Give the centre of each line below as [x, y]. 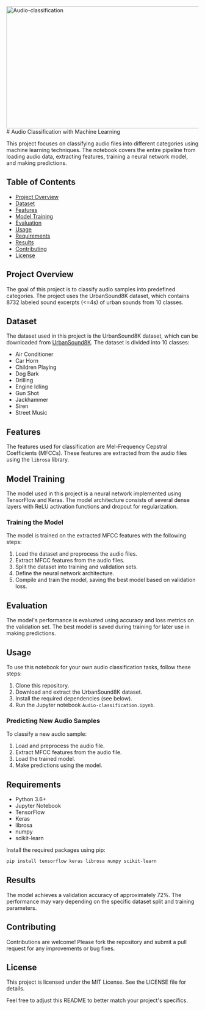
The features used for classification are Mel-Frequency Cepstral [87, 447]
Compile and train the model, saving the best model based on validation [105, 580]
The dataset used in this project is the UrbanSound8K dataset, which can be [102, 336]
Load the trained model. [45, 759]
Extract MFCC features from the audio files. [70, 561]
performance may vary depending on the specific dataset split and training [100, 901]
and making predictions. [37, 163]
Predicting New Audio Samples [53, 721]
